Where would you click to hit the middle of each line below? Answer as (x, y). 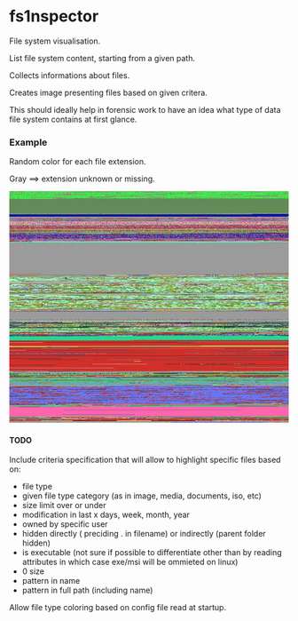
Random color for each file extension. (78, 162)
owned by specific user (65, 524)
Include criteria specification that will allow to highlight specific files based (145, 460)
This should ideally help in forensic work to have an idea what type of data (145, 109)
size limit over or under (64, 506)
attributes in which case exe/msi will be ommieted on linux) (130, 562)
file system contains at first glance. (73, 119)
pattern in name (51, 581)
